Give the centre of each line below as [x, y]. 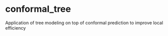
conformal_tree [38, 9]
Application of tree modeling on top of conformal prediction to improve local [84, 23]
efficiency [16, 28]
